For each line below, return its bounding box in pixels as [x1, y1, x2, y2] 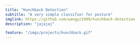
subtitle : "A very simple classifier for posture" [5, 12, 113, 17]
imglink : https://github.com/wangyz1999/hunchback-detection [5, 16, 135, 21]
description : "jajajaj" [5, 21, 55, 26]
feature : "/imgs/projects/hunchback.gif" [5, 30, 93, 35]
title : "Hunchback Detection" [5, 7, 68, 12]
